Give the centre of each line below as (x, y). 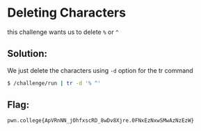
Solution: (27, 54)
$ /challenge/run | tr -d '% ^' (54, 83)
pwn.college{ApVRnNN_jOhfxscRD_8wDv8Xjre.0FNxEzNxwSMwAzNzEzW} (101, 121)
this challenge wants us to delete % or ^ (63, 32)
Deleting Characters (67, 13)
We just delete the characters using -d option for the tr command (100, 70)
